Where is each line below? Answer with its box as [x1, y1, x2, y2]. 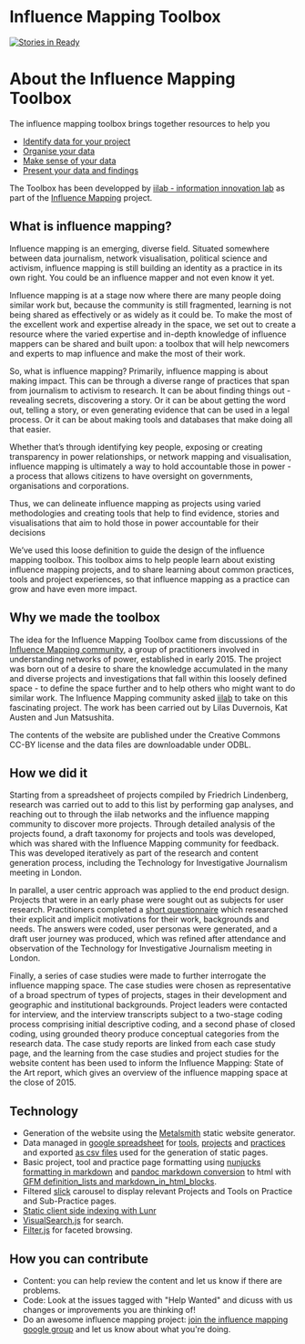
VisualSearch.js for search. [22, 1215, 125, 1226]
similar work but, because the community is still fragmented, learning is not [9, 299, 291, 310]
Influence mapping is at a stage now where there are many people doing [9, 289, 281, 300]
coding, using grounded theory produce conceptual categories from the [9, 1028, 280, 1039]
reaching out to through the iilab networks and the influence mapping [9, 809, 269, 820]
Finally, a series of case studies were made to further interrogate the [9, 970, 267, 982]
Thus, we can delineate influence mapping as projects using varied [9, 497, 261, 508]
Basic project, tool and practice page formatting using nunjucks [22, 1157, 261, 1168]
